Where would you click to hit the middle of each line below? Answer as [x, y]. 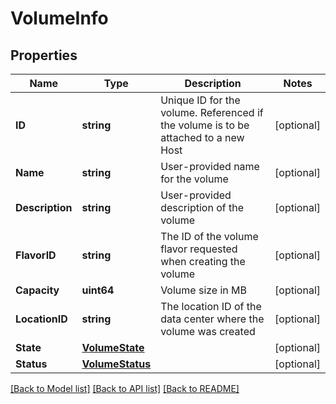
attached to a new [202, 137]
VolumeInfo [59, 18]
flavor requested [199, 249]
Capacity [37, 290]
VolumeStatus [116, 364]
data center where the [212, 319]
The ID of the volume [209, 236]
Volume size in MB [204, 290]
